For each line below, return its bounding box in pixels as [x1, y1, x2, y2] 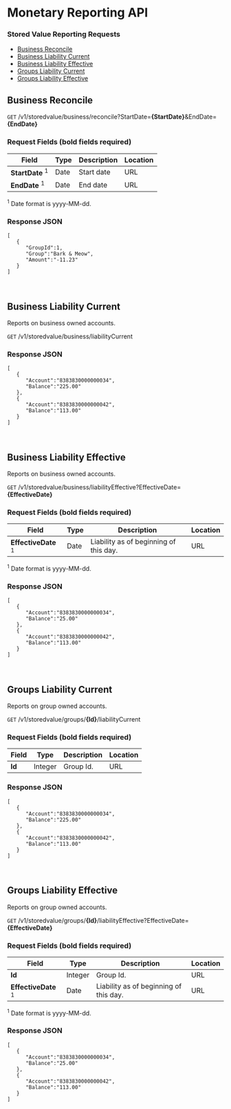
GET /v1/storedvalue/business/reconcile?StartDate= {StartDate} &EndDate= [7, 112, 217, 121]
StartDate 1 [10, 167, 49, 177]
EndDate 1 [10, 179, 45, 190]
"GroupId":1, [25, 245, 63, 252]
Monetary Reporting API [7, 5, 148, 21]
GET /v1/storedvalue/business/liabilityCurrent [7, 332, 133, 340]
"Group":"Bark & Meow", [25, 250, 94, 258]
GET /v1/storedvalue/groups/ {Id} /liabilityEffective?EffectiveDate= [7, 916, 189, 924]
